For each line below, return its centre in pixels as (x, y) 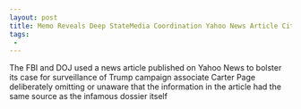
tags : (19, 34)
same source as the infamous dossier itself (89, 96)
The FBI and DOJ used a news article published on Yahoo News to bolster (146, 68)
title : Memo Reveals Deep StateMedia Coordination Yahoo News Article (144, 26)
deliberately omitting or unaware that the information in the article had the (146, 87)
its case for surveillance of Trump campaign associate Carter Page (133, 78)
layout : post (34, 17)
